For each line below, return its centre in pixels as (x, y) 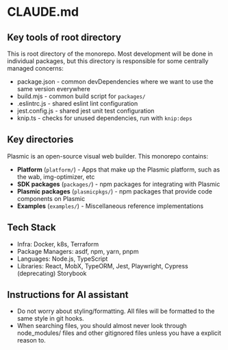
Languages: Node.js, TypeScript (62, 259)
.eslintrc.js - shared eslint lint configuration (77, 103)
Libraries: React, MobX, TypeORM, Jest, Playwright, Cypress (102, 266)
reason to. (31, 340)
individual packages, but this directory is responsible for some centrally (108, 61)
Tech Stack (31, 227)
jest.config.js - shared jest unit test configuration (86, 111)
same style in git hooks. (50, 318)
